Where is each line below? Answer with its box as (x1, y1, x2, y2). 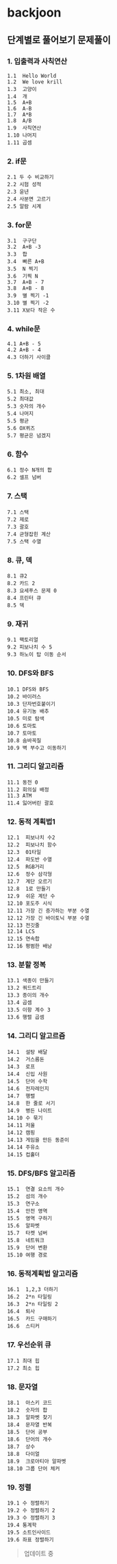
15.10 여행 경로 (7, 1252, 48, 1259)
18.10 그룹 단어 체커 (7, 1465, 60, 1472)
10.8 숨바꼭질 (7, 737, 42, 744)
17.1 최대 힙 (7, 1357, 40, 1364)
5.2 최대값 (7, 396, 34, 403)
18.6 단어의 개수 (7, 1436, 53, 1443)
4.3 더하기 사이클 (7, 354, 51, 360)
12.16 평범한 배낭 (7, 943, 53, 950)
